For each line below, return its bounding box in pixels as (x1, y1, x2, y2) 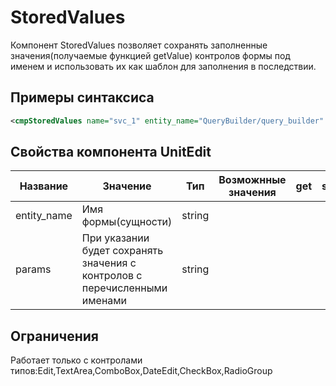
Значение (102, 179, 152, 193)
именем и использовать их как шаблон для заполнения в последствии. (10, 60, 317, 72)
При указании (81, 231, 150, 245)
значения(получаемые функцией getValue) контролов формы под (10, 49, 291, 61)
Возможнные (218, 173, 287, 187)
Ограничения (10, 327, 99, 345)
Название (19, 179, 69, 193)
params (15, 262, 52, 276)
